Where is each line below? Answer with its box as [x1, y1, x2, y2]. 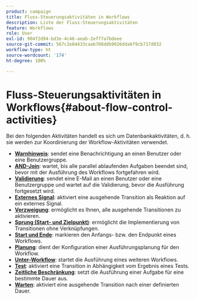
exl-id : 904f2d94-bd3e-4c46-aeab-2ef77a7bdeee [6, 36, 122, 42]
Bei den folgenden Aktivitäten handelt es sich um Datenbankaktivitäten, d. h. [6, 133, 191, 140]
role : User [6, 31, 33, 36]
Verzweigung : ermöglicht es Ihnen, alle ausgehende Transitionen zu [14, 206, 181, 213]
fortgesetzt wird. [14, 187, 55, 194]
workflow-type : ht [6, 47, 51, 53]
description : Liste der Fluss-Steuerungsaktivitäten [6, 19, 138, 25]
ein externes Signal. [14, 200, 63, 207]
